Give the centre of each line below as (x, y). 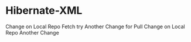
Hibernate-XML (44, 11)
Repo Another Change (32, 32)
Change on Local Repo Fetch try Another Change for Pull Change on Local (95, 26)
